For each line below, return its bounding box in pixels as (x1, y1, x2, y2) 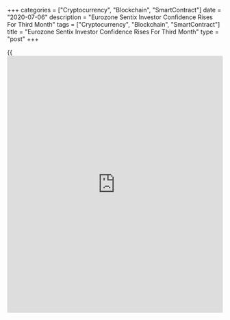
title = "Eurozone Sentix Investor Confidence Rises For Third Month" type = (7, 27, 219, 36)
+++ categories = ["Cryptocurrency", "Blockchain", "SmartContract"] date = (7, 6, 222, 14)
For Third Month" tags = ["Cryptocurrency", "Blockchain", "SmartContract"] (7, 21, 220, 28)
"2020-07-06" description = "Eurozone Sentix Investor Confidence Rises (7, 13, 214, 21)
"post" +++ (7, 35, 39, 43)
